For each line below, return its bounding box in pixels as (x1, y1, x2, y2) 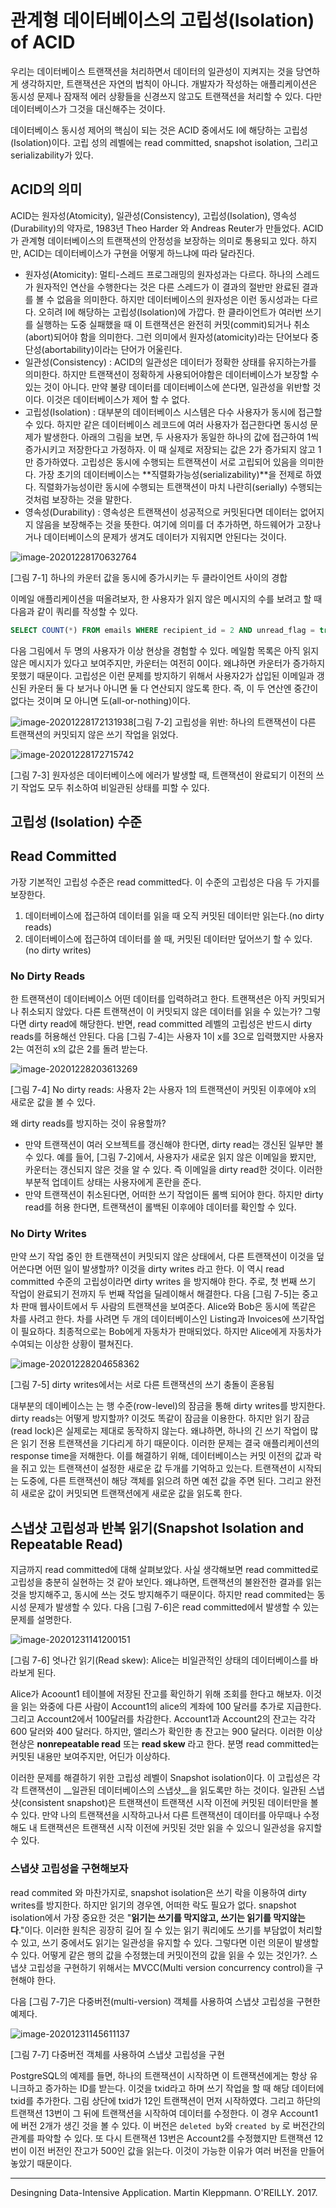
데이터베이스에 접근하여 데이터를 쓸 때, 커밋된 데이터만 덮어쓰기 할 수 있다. (24, 932, 313, 945)
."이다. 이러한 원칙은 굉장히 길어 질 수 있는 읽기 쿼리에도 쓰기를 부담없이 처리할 (18, 1924, 323, 1936)
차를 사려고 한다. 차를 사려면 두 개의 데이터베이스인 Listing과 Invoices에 (10, 1313, 290, 1325)
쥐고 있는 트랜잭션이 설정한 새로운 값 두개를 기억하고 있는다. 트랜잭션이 (20, 1462, 296, 1475)
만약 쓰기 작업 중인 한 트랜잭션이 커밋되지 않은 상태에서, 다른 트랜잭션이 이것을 (10, 1251, 315, 1263)
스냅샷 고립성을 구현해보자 (10, 1862, 129, 1876)
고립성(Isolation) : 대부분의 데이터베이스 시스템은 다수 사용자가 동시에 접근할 (24, 406, 323, 418)
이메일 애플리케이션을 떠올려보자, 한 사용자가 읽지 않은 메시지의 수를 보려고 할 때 (10, 592, 323, 605)
